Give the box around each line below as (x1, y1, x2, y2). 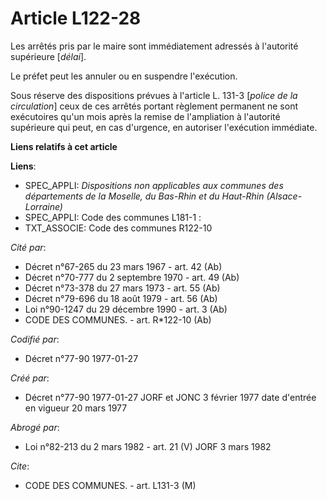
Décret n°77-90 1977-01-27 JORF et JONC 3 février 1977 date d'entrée (24, 391, 317, 403)
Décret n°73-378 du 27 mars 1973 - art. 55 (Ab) (24, 282, 221, 294)
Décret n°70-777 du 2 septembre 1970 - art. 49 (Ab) (24, 271, 240, 283)
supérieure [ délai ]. (10, 50, 87, 62)
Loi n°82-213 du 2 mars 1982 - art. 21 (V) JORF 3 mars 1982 (24, 440, 272, 452)
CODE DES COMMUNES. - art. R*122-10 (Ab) (24, 313, 212, 326)
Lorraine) (24, 200, 63, 212)
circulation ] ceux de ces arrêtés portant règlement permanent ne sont (10, 100, 298, 112)
